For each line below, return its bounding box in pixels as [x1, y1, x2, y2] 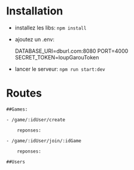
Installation [6, 4, 63, 18]
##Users [6, 159, 26, 165]
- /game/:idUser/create [6, 117, 66, 123]
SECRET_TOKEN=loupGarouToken [14, 53, 99, 61]
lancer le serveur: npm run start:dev [14, 65, 106, 73]
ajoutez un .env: [14, 35, 55, 43]
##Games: [6, 106, 28, 112]
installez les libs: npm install [14, 24, 87, 31]
